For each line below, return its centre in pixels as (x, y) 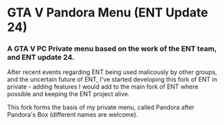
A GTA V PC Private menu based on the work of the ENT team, (112, 49)
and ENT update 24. (41, 58)
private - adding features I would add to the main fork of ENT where (103, 87)
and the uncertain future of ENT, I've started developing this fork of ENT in (112, 80)
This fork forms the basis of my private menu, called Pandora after (101, 107)
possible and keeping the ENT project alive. (69, 94)
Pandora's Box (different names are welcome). (73, 115)
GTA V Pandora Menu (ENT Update (108, 13)
